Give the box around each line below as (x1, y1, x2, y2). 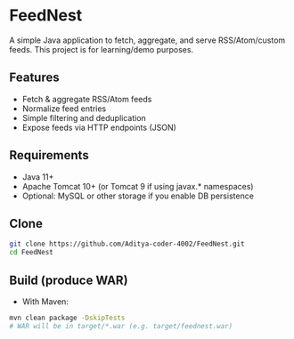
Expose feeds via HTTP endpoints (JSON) (21, 122, 176, 133)
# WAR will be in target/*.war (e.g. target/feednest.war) (9, 321, 233, 330)
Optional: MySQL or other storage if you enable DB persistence (21, 190, 254, 201)
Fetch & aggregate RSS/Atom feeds (21, 93, 152, 104)
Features (9, 70, 60, 85)
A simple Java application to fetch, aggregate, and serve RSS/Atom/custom (9, 35, 286, 45)
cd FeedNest (9, 248, 53, 257)
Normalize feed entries (21, 103, 107, 114)
